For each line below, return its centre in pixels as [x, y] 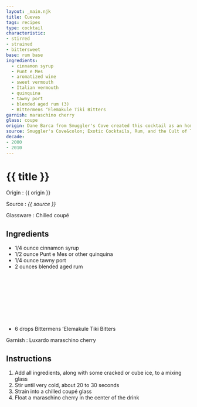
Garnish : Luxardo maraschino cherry [51, 340]
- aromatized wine [34, 77]
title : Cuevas [23, 17]
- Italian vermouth [35, 88]
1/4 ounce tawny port [40, 261]
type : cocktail [25, 28]
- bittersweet [23, 50]
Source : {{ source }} [31, 204]
